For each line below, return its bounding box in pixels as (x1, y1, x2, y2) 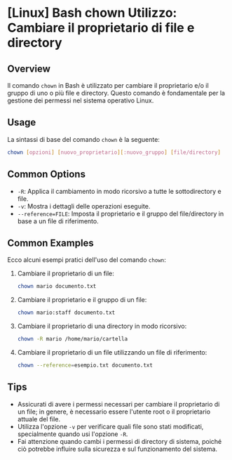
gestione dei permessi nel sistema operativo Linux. (7, 96, 154, 105)
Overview (7, 63, 51, 74)
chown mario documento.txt (17, 283, 97, 290)
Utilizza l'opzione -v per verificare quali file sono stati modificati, (17, 422, 204, 431)
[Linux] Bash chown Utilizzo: (7, 5, 177, 21)
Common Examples (7, 237, 95, 249)
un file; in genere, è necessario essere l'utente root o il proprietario (17, 407, 211, 416)
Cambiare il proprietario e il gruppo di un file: (17, 296, 147, 304)
